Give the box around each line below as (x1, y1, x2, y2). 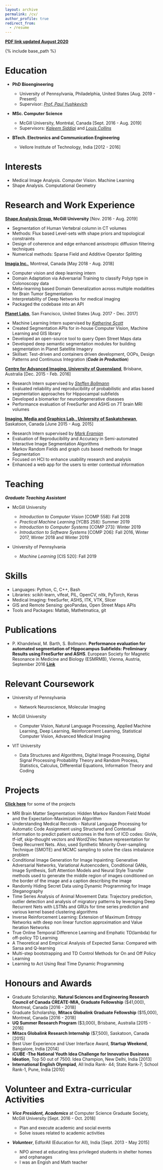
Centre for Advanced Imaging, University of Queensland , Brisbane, (5, 365, 143, 371)
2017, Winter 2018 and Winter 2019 (19, 534, 89, 540)
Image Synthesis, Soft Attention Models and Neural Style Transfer (12, 867, 144, 873)
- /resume (9, 25, 29, 30)
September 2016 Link (12, 661, 55, 667)
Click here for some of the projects (5, 801, 75, 807)
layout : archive (5, 7, 38, 12)
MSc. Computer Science (12, 111, 63, 117)
